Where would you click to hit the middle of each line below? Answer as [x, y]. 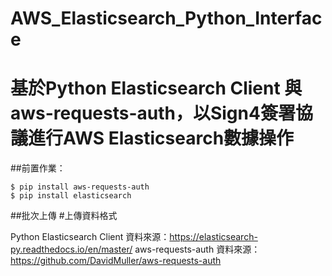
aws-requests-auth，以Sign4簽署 [153, 113]
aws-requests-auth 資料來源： [197, 249]
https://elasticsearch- [213, 237]
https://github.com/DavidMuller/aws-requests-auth [116, 261]
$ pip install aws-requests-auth [80, 187]
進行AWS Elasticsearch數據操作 [161, 138]
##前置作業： [38, 168]
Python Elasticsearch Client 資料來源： [90, 237]
